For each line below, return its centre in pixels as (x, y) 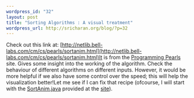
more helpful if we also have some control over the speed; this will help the (97, 76)
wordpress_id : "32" (30, 12)
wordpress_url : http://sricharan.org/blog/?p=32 (67, 28)
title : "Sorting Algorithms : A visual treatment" (70, 22)
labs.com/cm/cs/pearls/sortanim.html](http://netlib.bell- (74, 51)
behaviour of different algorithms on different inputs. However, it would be (96, 70)
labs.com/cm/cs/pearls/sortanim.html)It (54, 57)
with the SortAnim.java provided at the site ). (60, 89)
